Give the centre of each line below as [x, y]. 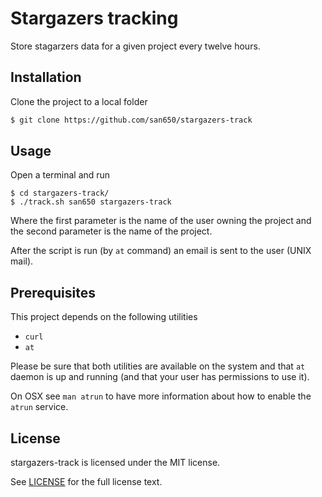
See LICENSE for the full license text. [86, 482]
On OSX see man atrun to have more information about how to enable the [161, 396]
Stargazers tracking [94, 18]
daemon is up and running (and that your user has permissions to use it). [160, 377]
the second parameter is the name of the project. [111, 231]
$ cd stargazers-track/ [60, 193]
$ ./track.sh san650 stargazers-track [91, 202]
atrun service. [39, 407]
